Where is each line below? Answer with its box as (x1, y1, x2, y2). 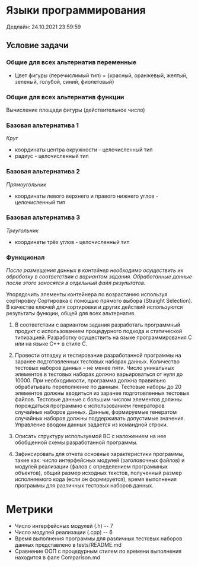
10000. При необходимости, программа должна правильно (14, 377, 166, 384)
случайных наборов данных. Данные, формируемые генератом (14, 408, 177, 416)
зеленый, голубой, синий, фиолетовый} (14, 78, 114, 85)
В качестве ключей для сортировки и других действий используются (6, 303, 183, 311)
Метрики (6, 503, 53, 517)
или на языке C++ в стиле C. (14, 340, 88, 347)
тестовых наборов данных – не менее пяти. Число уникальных (14, 365, 175, 372)
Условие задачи (6, 40, 69, 50)
